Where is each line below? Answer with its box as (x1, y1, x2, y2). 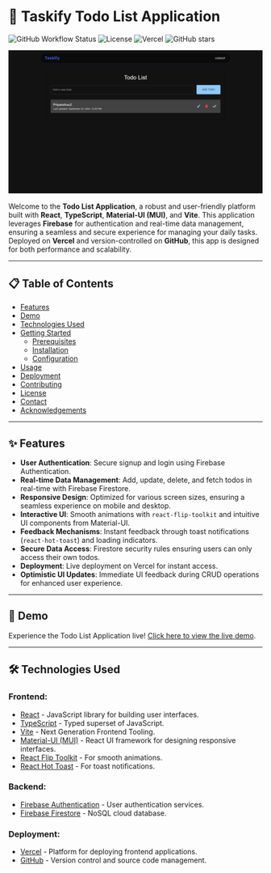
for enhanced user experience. (19, 578, 123, 588)
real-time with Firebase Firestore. (19, 484, 131, 494)
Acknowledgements (19, 405, 87, 415)
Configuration (31, 354, 78, 363)
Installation (31, 345, 69, 355)
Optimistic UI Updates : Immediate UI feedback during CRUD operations (19, 570, 260, 579)
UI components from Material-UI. (19, 518, 131, 528)
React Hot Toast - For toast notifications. (19, 761, 156, 771)
